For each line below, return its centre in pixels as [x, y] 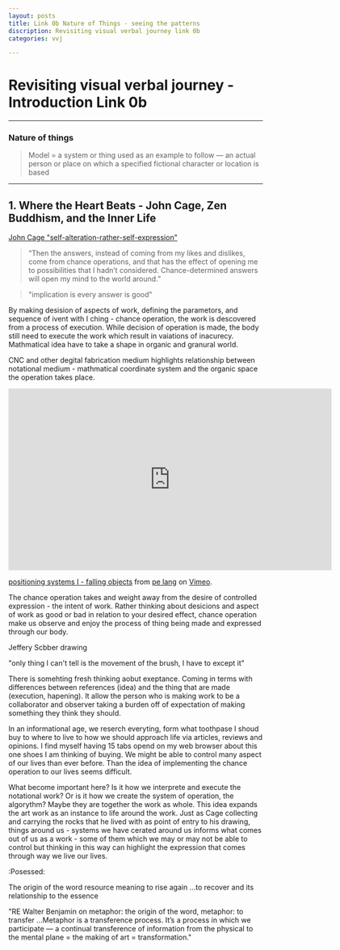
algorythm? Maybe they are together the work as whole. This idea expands [133, 805]
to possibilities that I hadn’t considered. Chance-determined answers [143, 271]
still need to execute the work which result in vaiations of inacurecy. [121, 336]
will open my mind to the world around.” [94, 279]
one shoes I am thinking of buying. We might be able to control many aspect [135, 755]
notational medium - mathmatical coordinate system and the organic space [133, 369]
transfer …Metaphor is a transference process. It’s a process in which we [130, 920]
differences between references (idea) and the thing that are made [119, 687]
